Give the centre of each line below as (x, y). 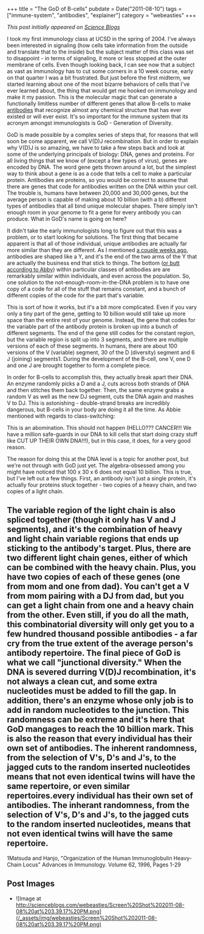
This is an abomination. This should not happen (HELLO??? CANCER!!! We (99, 428)
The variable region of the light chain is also (91, 511)
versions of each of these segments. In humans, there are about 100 (92, 346)
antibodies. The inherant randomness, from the (98, 805)
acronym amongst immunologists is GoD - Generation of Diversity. (90, 123)
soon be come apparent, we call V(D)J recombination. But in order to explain (103, 141)
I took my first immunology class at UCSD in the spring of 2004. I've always (101, 39)
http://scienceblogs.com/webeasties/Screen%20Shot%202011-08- (100, 905)
